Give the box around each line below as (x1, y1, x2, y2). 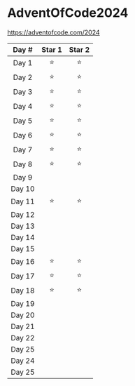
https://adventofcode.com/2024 (7, 28, 100, 36)
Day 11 (10, 197, 35, 206)
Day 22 (10, 333, 35, 342)
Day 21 (10, 321, 35, 331)
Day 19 (10, 298, 35, 308)
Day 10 (10, 184, 35, 194)
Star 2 (69, 44, 90, 54)
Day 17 (10, 272, 35, 281)
